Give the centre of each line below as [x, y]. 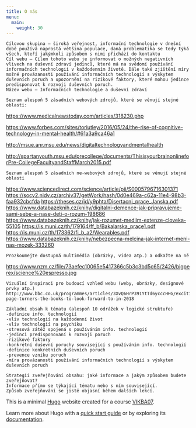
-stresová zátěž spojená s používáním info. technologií [77, 330]
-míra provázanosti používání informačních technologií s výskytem [90, 360]
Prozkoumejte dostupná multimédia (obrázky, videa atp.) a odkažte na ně [98, 256]
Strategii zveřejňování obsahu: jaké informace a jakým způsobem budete [96, 376]
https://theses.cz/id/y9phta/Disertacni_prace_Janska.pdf [110, 202]
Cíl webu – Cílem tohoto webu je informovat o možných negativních [90, 59]
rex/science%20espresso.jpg [41, 273]
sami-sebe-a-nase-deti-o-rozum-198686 [56, 214]
